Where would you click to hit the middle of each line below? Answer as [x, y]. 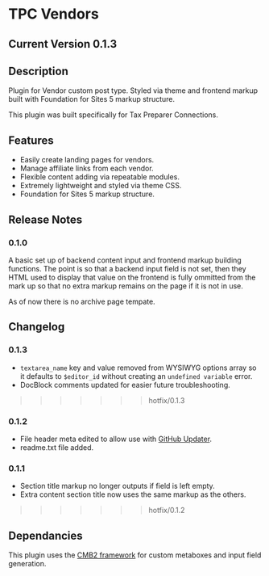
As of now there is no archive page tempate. [82, 301]
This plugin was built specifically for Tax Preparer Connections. [114, 115]
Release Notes [46, 219]
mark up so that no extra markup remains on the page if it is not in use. [126, 286]
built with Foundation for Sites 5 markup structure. [92, 99]
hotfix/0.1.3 [167, 400]
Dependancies [46, 535]
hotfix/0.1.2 [167, 511]
